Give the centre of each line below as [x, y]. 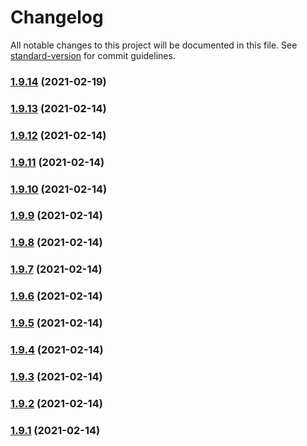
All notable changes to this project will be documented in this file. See [154, 45]
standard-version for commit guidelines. [93, 55]
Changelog [57, 17]
